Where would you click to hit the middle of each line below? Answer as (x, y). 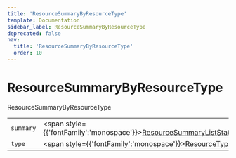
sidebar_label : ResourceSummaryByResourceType (77, 27)
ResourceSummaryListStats (188, 132)
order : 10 (28, 53)
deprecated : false (34, 33)
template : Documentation (44, 20)
